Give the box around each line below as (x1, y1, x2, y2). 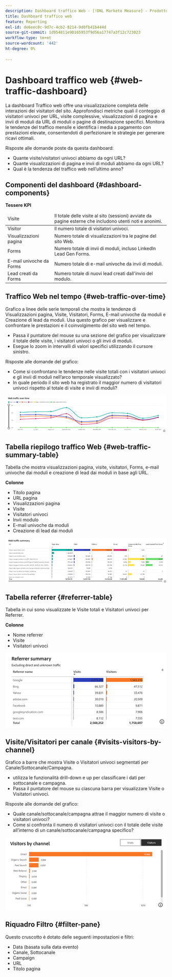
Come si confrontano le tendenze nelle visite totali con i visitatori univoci (12, 368, 166, 375)
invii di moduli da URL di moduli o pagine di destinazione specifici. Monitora (5, 119, 165, 125)
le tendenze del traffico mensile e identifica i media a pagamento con (5, 124, 151, 130)
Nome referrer (12, 632, 44, 638)
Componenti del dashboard (5, 180, 95, 189)
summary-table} (5, 451, 59, 459)
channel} (5, 746, 35, 754)
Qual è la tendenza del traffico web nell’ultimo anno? (12, 166, 124, 172)
